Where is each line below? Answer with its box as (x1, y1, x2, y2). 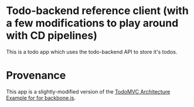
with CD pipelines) (6, 29, 98, 42)
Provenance (6, 69, 66, 82)
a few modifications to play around (6, 16, 179, 30)
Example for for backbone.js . (6, 94, 76, 101)
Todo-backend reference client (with (6, 4, 189, 18)
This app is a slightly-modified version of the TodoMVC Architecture (6, 88, 171, 95)
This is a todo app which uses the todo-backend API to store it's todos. (6, 48, 178, 55)
